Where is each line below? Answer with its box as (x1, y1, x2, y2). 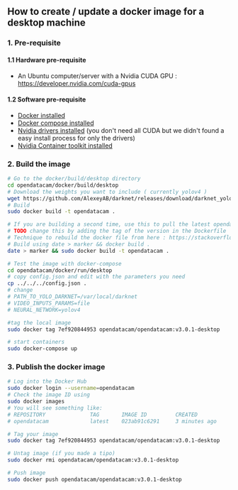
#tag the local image (7, 319, 72, 326)
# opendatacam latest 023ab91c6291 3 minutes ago (7, 418, 217, 425)
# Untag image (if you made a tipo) (7, 450, 115, 457)
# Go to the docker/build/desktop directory (7, 175, 141, 183)
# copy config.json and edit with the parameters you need (7, 273, 186, 281)
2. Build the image (7, 159, 71, 169)
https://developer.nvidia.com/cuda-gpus (17, 79, 136, 87)
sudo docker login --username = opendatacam (7, 385, 135, 392)
